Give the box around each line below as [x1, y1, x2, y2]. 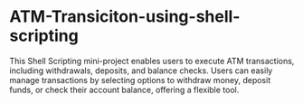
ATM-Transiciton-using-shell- [9, 6, 241, 27]
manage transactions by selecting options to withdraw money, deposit [9, 74, 271, 85]
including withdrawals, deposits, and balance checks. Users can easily [9, 65, 273, 76]
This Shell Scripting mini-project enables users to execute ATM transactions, [9, 55, 295, 66]
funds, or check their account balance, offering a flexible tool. [9, 84, 240, 95]
